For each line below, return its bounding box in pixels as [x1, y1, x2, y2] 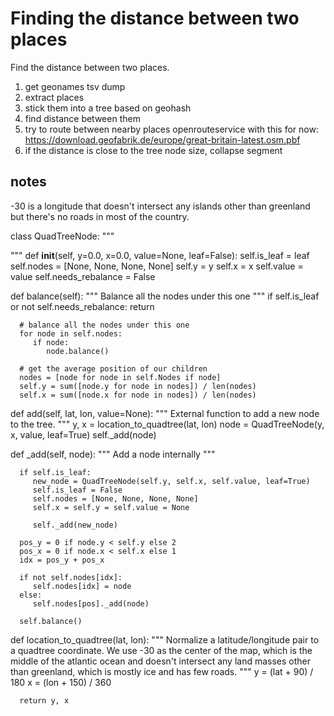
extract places [24, 91, 85, 103]
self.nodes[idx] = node [32, 581, 132, 591]
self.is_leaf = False [32, 485, 123, 495]
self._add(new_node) [32, 520, 118, 530]
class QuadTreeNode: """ [10, 230, 115, 242]
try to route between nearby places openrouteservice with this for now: [24, 123, 319, 135]
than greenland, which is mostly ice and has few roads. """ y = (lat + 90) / [10, 665, 314, 677]
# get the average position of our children [19, 363, 208, 374]
